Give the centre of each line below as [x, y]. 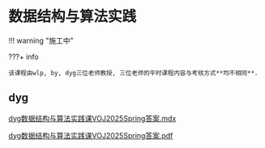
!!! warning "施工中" [41, 40]
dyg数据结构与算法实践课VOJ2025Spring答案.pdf [91, 135]
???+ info [24, 57]
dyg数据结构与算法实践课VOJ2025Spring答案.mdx [92, 118]
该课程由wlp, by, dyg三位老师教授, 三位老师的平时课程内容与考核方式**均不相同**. [133, 73]
